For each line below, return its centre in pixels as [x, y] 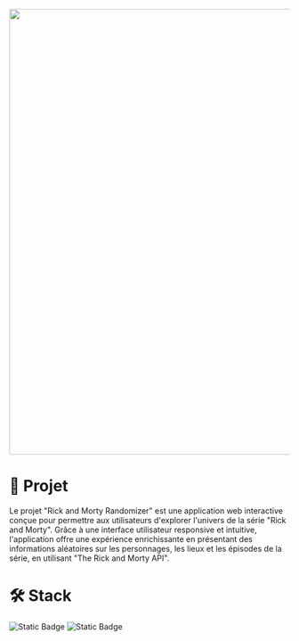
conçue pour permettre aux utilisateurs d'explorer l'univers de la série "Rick [148, 520]
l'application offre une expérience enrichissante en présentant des [131, 538]
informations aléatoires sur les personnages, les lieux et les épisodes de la [145, 548]
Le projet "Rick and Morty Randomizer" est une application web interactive [146, 510]
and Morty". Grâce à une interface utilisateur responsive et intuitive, [133, 530]
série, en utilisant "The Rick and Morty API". [89, 558]
